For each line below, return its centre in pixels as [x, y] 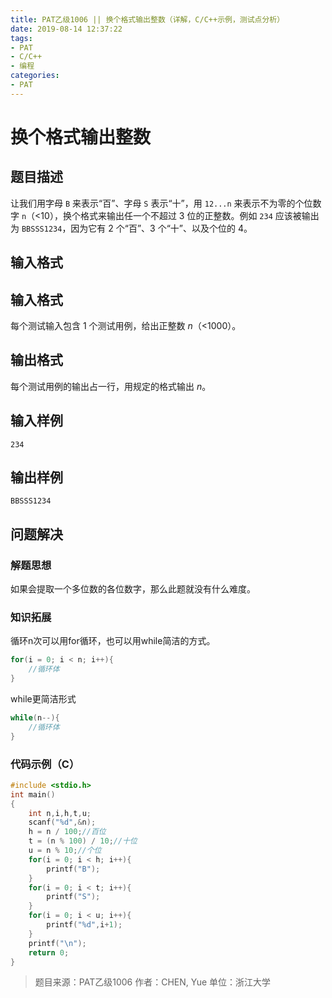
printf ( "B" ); [73, 869]
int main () [33, 794]
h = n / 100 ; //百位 [67, 832]
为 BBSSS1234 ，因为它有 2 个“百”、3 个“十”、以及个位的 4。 [131, 228]
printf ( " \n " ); [57, 943]
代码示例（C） [45, 764]
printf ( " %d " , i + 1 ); [84, 925]
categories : [35, 76]
